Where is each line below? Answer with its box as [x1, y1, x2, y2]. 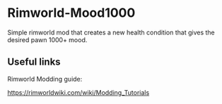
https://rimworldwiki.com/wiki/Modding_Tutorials [7, 88, 150, 96]
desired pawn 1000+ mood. [7, 35, 88, 44]
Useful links [7, 56, 62, 68]
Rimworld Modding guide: [7, 74, 83, 83]
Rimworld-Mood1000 [7, 5, 136, 21]
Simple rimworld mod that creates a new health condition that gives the [7, 28, 216, 37]
